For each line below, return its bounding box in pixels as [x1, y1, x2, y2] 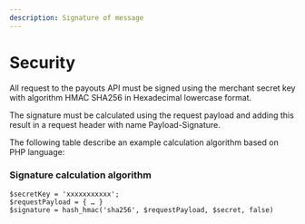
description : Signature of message [9, 13, 144, 23]
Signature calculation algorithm [9, 169, 152, 181]
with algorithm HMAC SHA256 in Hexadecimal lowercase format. [9, 92, 252, 102]
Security [9, 52, 75, 73]
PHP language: [9, 146, 65, 157]
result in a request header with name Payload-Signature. [9, 119, 221, 130]
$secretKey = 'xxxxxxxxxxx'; [9, 190, 120, 199]
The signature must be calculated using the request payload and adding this [9, 110, 295, 121]
